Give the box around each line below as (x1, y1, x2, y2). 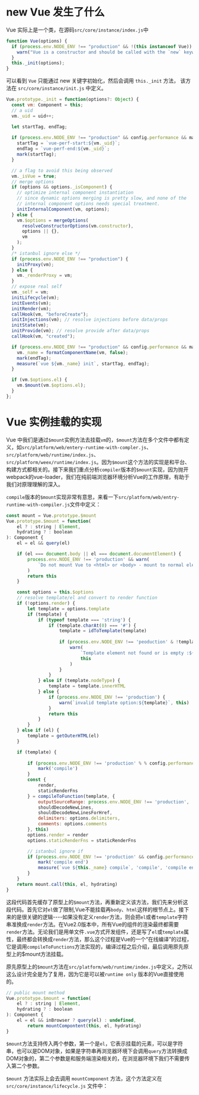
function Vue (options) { (6, 38, 68, 44)
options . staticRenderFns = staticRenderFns (27, 837, 136, 844)
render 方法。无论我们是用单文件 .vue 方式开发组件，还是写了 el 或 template (6, 928, 184, 935)
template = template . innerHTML (48, 683, 126, 689)
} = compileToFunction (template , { (27, 793, 115, 799)
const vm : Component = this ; (11, 102, 84, 108)
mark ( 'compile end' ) (37, 859, 89, 865)
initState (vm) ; (11, 322, 49, 329)
